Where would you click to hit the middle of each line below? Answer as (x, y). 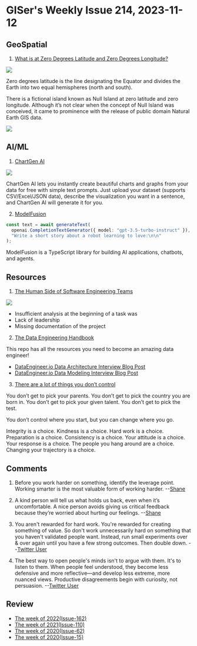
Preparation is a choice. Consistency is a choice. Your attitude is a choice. (96, 438)
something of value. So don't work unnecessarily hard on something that (103, 530)
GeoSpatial (27, 44)
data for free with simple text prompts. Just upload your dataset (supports (96, 190)
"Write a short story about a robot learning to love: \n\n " (86, 236)
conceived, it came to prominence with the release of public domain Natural (98, 111)
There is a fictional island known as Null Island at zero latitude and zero (92, 99)
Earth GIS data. (24, 117)
